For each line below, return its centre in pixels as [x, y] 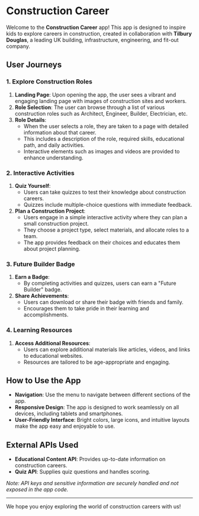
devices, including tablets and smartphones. [69, 414]
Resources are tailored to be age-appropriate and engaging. [97, 362]
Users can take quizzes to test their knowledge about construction [105, 192]
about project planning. [52, 249]
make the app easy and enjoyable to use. [65, 426]
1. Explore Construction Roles [49, 82]
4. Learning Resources [39, 330]
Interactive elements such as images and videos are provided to [102, 151]
